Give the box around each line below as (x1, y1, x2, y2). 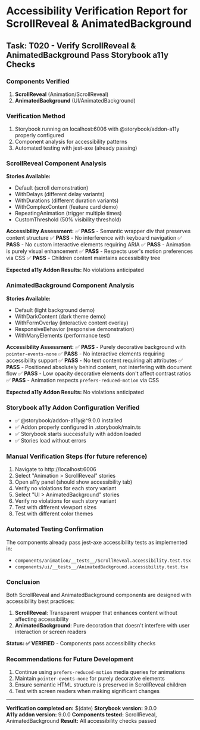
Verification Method (6, 112, 65, 120)
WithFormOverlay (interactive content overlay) (14, 319, 129, 326)
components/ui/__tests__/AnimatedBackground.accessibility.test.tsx (14, 564, 189, 570)
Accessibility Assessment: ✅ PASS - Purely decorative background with (6, 343, 186, 350)
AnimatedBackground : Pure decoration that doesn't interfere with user (14, 621, 190, 629)
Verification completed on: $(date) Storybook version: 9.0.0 (6, 705, 157, 712)
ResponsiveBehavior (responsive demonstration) (14, 325, 135, 332)
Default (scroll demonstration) (14, 184, 89, 191)
